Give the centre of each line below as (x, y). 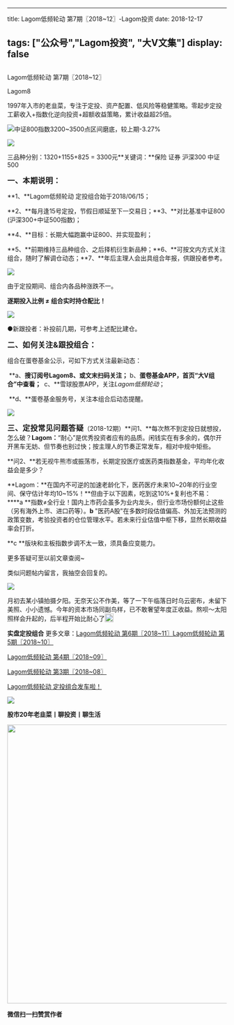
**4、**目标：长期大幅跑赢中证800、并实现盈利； (80, 234)
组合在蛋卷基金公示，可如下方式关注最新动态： (74, 360)
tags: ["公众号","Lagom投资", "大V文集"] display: (115, 43)
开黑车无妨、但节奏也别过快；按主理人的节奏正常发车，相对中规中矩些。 (111, 446)
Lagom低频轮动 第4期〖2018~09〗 (57, 657)
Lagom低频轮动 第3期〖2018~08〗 (57, 671)
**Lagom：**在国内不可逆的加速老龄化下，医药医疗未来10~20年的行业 (109, 485)
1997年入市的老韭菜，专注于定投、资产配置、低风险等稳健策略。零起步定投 (115, 105)
